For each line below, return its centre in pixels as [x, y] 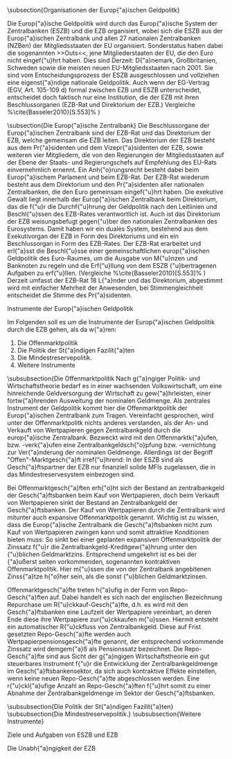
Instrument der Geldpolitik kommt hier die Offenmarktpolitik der [98, 408]
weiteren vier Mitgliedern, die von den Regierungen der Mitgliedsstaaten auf [116, 155]
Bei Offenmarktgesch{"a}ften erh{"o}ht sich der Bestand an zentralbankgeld [116, 488]
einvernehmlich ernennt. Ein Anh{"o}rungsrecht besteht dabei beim [103, 170]
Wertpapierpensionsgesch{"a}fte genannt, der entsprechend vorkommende [115, 641]
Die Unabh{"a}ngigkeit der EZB [51, 748]
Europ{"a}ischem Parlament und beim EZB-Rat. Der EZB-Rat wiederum [108, 177]
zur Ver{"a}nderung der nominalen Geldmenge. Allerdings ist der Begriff [110, 452]
